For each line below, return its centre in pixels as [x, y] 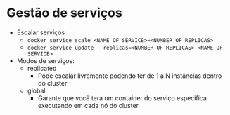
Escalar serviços [41, 32]
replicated [42, 68]
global [36, 90]
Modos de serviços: [45, 60]
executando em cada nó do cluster [88, 105]
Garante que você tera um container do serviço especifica [122, 98]
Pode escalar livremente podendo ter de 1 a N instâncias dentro [130, 76]
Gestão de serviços [64, 13]
